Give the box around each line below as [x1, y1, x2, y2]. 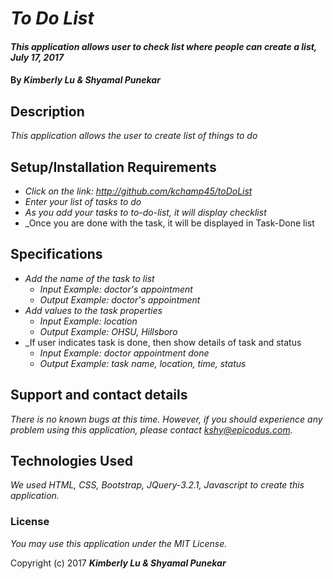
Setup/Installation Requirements [10, 158, 217, 176]
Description [10, 103, 85, 120]
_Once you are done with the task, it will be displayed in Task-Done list [24, 217, 315, 229]
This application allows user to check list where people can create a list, [10, 40, 318, 52]
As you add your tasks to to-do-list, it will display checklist [24, 207, 267, 218]
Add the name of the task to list [24, 272, 155, 284]
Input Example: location [39, 315, 138, 327]
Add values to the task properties [24, 304, 163, 316]
